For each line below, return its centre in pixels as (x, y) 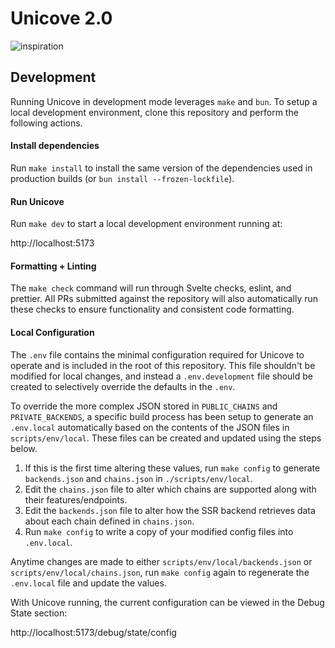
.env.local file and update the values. (88, 583)
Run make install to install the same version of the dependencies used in (161, 168)
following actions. (46, 123)
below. (24, 448)
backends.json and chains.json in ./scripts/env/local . (138, 478)
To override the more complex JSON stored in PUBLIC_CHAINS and (144, 406)
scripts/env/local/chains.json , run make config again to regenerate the (160, 572)
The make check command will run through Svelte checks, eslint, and (151, 288)
